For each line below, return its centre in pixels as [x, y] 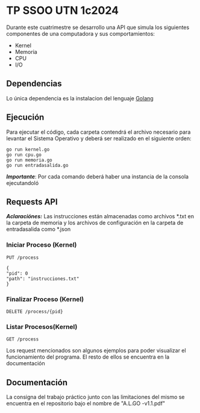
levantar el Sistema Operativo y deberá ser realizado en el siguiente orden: [99, 138]
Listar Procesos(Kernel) [42, 327]
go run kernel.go [28, 149]
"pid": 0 [17, 273]
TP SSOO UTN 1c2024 [63, 11]
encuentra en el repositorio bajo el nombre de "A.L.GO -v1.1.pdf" [86, 403]
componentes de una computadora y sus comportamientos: [81, 33]
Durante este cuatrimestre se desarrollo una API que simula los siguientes [98, 27]
